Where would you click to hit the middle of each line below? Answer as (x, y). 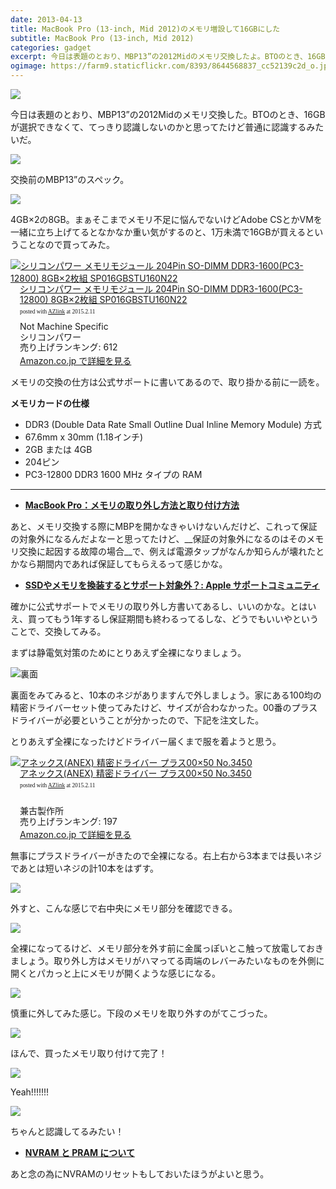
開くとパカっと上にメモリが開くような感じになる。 (115, 973)
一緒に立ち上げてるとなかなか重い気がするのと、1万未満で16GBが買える (158, 232)
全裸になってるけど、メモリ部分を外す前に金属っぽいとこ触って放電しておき (167, 948)
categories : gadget (51, 47)
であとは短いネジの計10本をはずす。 (84, 868)
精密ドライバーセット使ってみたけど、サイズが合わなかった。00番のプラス (164, 707)
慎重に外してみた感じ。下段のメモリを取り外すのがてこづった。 (141, 1013)
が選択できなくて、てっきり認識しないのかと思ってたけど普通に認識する (158, 127)
